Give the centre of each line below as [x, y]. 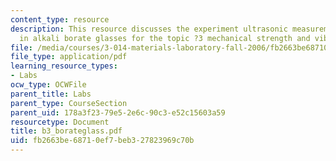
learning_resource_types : [64, 66]
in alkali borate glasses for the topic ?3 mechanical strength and [165, 38]
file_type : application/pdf [69, 57]
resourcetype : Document [60, 122]
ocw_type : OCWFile [48, 85]
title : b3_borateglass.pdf [66, 131]
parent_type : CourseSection [69, 103]
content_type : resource [60, 19]
